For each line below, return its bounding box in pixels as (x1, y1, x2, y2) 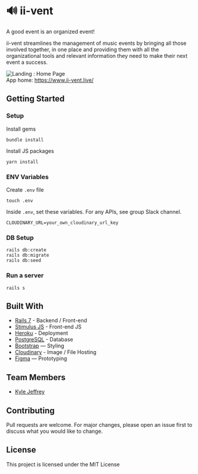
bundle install (6, 137, 44, 143)
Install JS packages (6, 147, 54, 155)
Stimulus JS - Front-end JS (14, 323, 82, 331)
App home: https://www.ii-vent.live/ (6, 76, 94, 84)
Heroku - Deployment (14, 330, 69, 337)
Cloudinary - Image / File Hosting (14, 349, 97, 356)
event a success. (6, 59, 48, 66)
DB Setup (6, 233, 34, 242)
